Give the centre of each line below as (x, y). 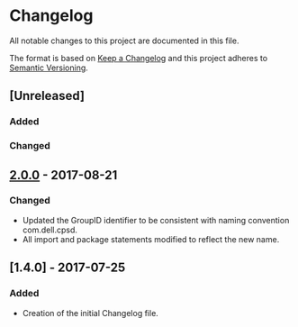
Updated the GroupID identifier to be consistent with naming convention (156, 220)
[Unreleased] (47, 96)
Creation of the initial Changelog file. (90, 313)
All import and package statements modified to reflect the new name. (151, 239)
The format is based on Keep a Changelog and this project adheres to (139, 58)
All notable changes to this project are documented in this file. (124, 41)
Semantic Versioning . (49, 68)
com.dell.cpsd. (50, 230)
